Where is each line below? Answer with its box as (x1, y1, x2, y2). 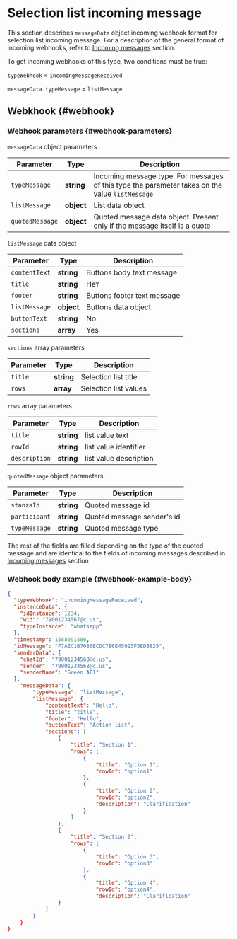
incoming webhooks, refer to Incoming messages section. (7, 43, 176, 52)
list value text (84, 430, 129, 440)
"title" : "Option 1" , (95, 761, 159, 768)
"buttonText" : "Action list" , (44, 722, 134, 729)
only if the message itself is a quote (93, 221, 211, 231)
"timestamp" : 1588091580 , (13, 636, 90, 643)
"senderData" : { (13, 649, 61, 656)
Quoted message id (84, 500, 150, 510)
